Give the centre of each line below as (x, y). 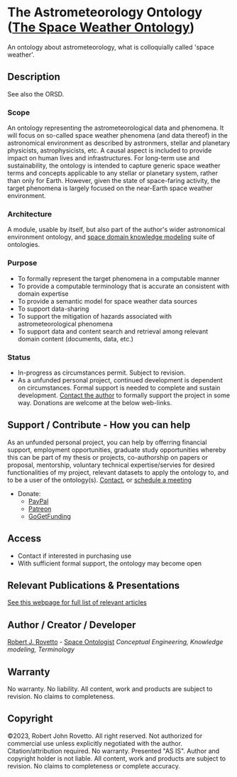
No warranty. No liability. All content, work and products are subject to (110, 689)
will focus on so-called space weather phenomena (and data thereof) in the (118, 136)
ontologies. (24, 245)
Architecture (30, 214)
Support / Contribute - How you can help (99, 425)
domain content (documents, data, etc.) (75, 338)
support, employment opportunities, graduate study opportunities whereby (117, 450)
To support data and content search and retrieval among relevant (113, 331)
